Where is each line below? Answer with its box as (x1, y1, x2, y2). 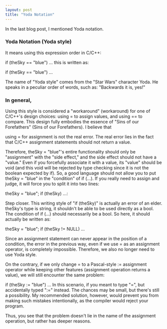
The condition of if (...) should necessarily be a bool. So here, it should (5, 211, 150, 217)
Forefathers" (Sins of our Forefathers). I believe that (5, 124, 111, 130)
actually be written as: (5, 216, 51, 222)
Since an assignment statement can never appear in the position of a (5, 236, 147, 242)
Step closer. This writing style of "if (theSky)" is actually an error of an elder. (5, 200, 162, 206)
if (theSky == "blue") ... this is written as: (5, 59, 89, 65)
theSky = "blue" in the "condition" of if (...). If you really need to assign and (5, 176, 160, 182)
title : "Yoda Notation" (5, 12, 55, 17)
